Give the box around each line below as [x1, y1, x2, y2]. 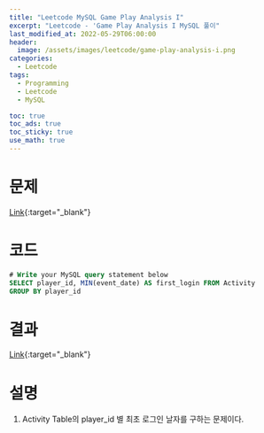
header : [9, 37, 38, 47]
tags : [9, 71, 29, 80]
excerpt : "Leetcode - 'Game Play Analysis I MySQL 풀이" [9, 21, 220, 30]
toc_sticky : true [9, 128, 74, 137]
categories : [9, 54, 53, 63]
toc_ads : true [9, 120, 62, 128]
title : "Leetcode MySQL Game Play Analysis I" [9, 12, 184, 22]
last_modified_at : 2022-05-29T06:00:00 [9, 29, 157, 38]
